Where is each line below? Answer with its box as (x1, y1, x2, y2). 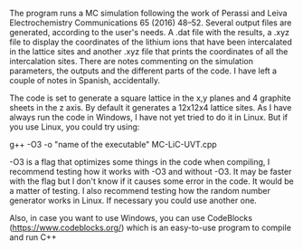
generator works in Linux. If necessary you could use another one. (9, 195, 258, 206)
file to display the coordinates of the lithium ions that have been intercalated (9, 36, 292, 47)
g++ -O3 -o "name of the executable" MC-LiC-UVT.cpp (9, 139, 217, 149)
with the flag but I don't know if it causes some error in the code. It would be (9, 176, 294, 187)
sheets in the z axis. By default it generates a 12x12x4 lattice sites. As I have (9, 102, 292, 112)
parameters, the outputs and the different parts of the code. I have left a (9, 65, 278, 76)
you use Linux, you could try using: (9, 121, 140, 132)
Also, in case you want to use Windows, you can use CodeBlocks (9, 213, 253, 223)
